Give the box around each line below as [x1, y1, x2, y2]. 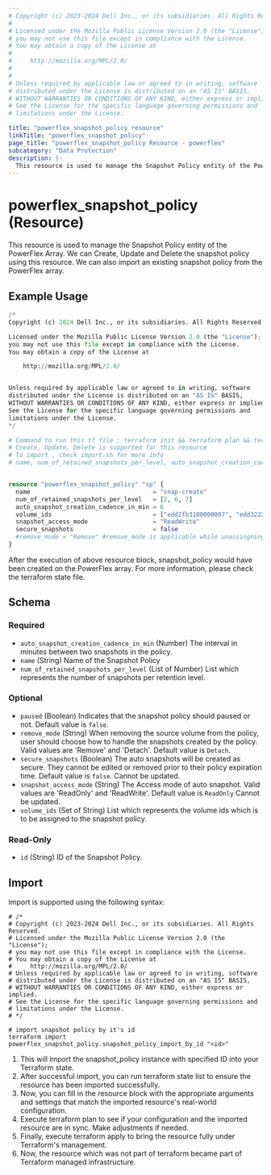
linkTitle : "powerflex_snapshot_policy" [8, 132, 147, 140]
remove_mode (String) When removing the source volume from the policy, [19, 728, 260, 737]
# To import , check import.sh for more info [8, 451, 164, 460]
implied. [8, 990, 38, 998]
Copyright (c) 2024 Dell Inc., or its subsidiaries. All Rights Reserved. [8, 318, 265, 326]
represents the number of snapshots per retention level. [19, 672, 206, 682]
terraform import [8, 1033, 67, 1041]
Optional [8, 692, 43, 703]
